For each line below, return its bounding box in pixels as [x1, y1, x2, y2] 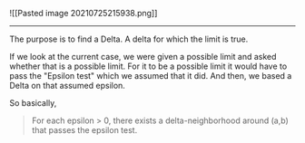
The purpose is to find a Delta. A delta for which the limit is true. [9, 33, 249, 44]
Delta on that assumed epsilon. [9, 81, 125, 91]
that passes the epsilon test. [31, 125, 138, 135]
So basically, [9, 98, 57, 108]
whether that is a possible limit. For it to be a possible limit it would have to [9, 61, 288, 71]
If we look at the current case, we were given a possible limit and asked [9, 52, 277, 62]
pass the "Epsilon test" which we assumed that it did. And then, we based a [9, 71, 292, 81]
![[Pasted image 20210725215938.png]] [9, 8, 158, 18]
